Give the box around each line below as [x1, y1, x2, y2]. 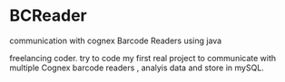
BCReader [9, 5, 88, 26]
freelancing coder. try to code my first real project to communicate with [9, 52, 277, 63]
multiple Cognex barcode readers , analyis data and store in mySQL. [9, 62, 265, 73]
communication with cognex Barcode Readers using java [9, 35, 222, 46]
